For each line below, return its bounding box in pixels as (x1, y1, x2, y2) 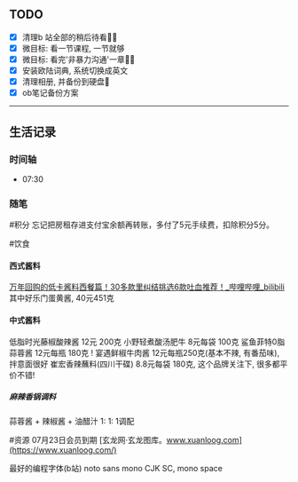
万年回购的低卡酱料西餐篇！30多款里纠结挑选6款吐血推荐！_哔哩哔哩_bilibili (9, 281, 286, 292)
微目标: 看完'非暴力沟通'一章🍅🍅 (21, 53, 136, 65)
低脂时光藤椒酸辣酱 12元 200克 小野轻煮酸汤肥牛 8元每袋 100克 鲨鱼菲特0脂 (9, 336, 286, 347)
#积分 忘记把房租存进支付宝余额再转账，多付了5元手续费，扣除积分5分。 (9, 219, 275, 230)
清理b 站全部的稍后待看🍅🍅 (21, 31, 118, 43)
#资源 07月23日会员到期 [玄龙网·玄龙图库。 (9, 434, 167, 445)
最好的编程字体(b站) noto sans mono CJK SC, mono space (9, 462, 223, 473)
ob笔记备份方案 (21, 88, 79, 99)
